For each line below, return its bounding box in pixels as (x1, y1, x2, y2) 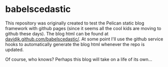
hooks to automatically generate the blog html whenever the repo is (5, 41, 145, 47)
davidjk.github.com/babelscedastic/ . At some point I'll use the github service (5, 36, 163, 42)
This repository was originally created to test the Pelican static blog (5, 20, 144, 26)
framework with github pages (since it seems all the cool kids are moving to (5, 25, 161, 31)
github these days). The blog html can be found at (5, 30, 109, 36)
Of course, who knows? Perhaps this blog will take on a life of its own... (5, 56, 152, 62)
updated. (5, 46, 24, 52)
